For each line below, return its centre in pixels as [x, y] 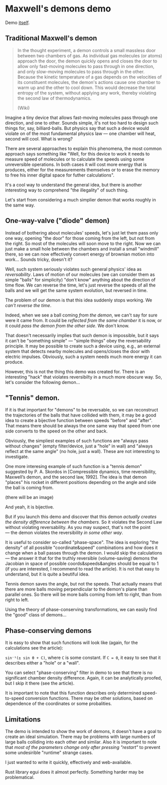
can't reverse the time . [28, 305]
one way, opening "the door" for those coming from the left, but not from [80, 238]
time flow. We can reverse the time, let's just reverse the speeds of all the [81, 285]
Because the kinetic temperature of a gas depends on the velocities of [89, 77]
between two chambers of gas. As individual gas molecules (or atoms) [90, 55]
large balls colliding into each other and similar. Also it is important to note [81, 742]
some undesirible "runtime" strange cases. [49, 752]
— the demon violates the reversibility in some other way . [64, 532]
